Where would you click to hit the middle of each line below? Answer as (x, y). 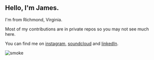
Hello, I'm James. (32, 8)
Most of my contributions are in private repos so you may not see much (77, 29)
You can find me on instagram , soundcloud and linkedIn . (62, 44)
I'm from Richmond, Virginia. (34, 19)
